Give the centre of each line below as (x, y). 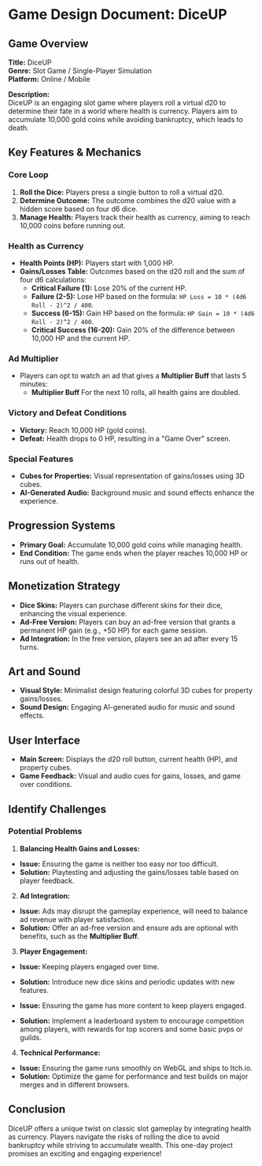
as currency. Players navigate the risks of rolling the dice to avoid (114, 1136)
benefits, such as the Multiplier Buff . (79, 936)
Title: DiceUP (30, 62)
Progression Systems (62, 526)
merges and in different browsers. (74, 1084)
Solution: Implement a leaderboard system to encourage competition (132, 1020)
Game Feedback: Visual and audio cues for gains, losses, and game (130, 776)
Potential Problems (45, 832)
